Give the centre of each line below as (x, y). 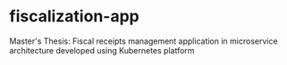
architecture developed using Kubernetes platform (102, 50)
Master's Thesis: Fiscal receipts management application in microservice (144, 41)
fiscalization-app (75, 16)
